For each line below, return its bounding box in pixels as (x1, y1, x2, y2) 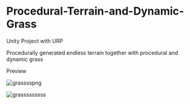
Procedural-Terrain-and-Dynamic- (6, 4, 185, 18)
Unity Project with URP (6, 37, 64, 44)
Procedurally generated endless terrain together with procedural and (6, 49, 178, 56)
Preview (6, 67, 27, 74)
